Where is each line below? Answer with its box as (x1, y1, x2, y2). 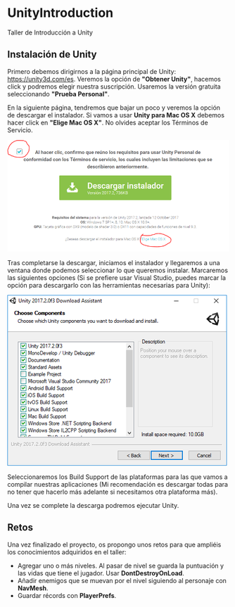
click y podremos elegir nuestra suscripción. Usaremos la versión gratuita (7, 82, 221, 91)
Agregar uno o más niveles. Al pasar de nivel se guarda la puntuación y (17, 561, 224, 570)
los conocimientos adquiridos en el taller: (7, 547, 127, 556)
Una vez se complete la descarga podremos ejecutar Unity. (7, 501, 179, 510)
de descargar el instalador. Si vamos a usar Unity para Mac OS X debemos (7, 110, 225, 119)
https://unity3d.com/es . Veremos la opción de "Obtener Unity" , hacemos (7, 75, 222, 83)
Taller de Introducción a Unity (7, 28, 94, 37)
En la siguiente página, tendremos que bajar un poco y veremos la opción (7, 103, 220, 112)
